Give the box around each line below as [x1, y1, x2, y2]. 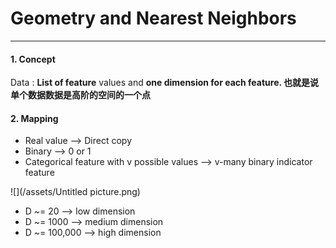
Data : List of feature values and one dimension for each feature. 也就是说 [10, 77, 320, 89]
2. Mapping [10, 112, 59, 124]
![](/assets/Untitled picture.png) [10, 186, 141, 198]
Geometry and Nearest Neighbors [10, 7, 297, 30]
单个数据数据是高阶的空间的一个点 [10, 89, 151, 101]
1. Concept [10, 53, 56, 65]
